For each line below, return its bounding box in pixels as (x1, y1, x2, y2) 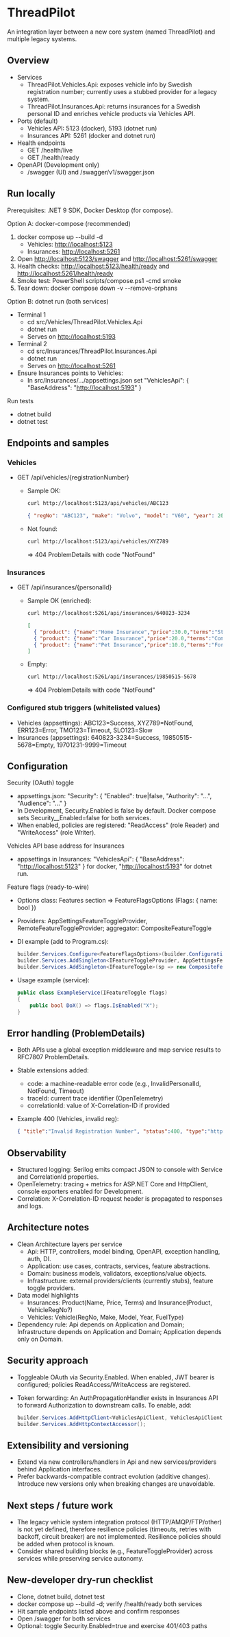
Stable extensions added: (16, 1066, 89, 1074)
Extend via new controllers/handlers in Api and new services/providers (16, 1458, 217, 1466)
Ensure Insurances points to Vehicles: (16, 369, 123, 377)
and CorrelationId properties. (16, 1173, 99, 1181)
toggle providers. (27, 1283, 76, 1292)
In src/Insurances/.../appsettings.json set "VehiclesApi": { (27, 376, 190, 384)
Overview (7, 55, 50, 67)
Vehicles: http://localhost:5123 (27, 240, 113, 248)
